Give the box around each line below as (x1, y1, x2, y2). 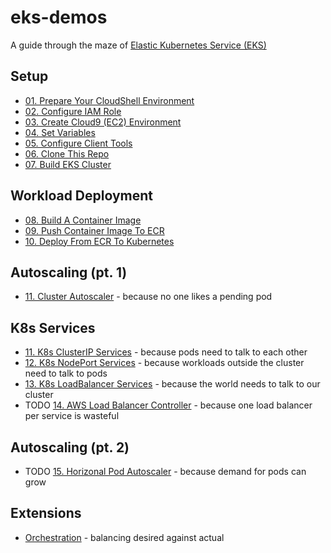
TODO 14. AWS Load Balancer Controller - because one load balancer (24, 399, 313, 411)
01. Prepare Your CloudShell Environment (24, 94, 195, 106)
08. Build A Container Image (24, 214, 142, 226)
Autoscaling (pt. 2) (10, 439, 130, 456)
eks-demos (10, 6, 108, 29)
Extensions (10, 505, 82, 522)
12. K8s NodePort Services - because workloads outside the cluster (24, 357, 305, 369)
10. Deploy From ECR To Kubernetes (24, 235, 175, 247)
